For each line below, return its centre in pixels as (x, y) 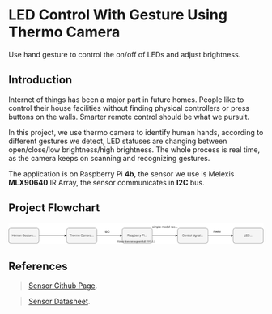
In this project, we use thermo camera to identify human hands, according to (136, 132)
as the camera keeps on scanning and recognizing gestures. (109, 158)
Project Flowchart (54, 208)
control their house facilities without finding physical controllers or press (129, 108)
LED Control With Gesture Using (118, 15)
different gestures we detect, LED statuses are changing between (118, 141)
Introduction (40, 80)
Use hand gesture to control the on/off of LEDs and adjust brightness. (125, 54)
